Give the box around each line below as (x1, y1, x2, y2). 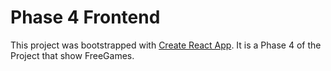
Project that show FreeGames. (10, 49, 135, 61)
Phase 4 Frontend (10, 6, 161, 29)
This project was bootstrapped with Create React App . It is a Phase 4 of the (10, 39, 322, 51)
